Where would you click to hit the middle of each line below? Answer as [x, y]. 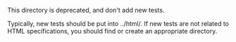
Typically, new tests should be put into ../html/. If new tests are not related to [118, 23]
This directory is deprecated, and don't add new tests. [86, 10]
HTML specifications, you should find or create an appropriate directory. [112, 31]
